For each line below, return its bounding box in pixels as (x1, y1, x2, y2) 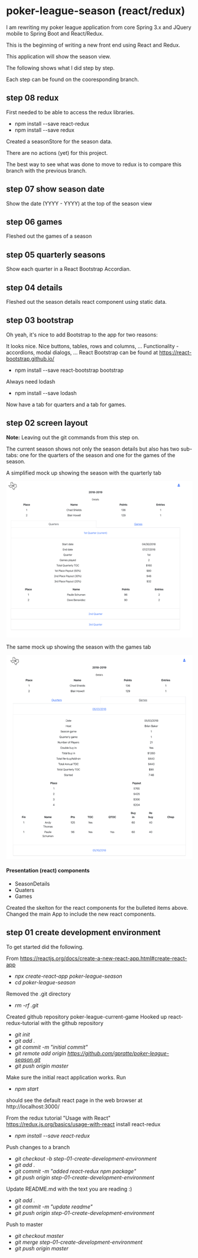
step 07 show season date (6, 184, 105, 194)
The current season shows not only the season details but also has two (6, 445, 180, 452)
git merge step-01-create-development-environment (14, 1238, 143, 1246)
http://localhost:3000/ (6, 1103, 60, 1110)
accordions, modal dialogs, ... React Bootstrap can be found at (6, 349, 158, 356)
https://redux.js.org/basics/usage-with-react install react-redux (6, 1120, 161, 1127)
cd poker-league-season (14, 978, 76, 985)
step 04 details (6, 283, 63, 293)
